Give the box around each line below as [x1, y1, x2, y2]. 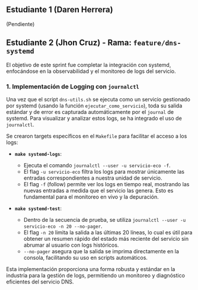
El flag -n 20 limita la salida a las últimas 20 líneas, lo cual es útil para [23, 228, 193, 236]
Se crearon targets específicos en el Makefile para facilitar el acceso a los [6, 132, 187, 139]
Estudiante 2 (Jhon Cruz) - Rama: [6, 38, 132, 48]
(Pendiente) [6, 20, 35, 27]
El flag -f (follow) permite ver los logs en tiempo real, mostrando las [23, 180, 190, 187]
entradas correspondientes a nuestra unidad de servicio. [23, 174, 162, 181]
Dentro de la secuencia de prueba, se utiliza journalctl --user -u [23, 216, 186, 223]
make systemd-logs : [14, 150, 62, 157]
